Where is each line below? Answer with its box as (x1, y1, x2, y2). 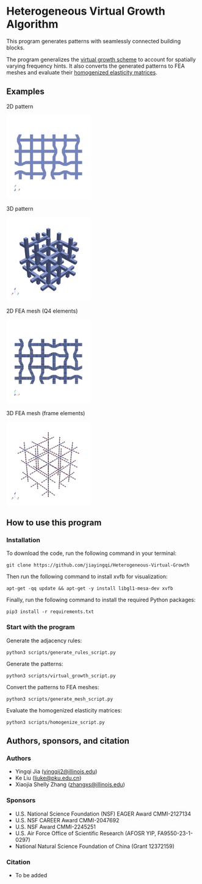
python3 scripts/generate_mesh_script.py (6, 696, 114, 702)
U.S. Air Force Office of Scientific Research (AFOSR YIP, (15, 829, 157, 837)
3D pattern (6, 205, 34, 212)
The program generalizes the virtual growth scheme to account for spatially (6, 56, 197, 63)
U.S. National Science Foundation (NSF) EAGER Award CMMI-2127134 (15, 810, 191, 817)
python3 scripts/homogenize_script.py (6, 719, 105, 725)
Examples (6, 87, 45, 97)
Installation (6, 536, 41, 545)
